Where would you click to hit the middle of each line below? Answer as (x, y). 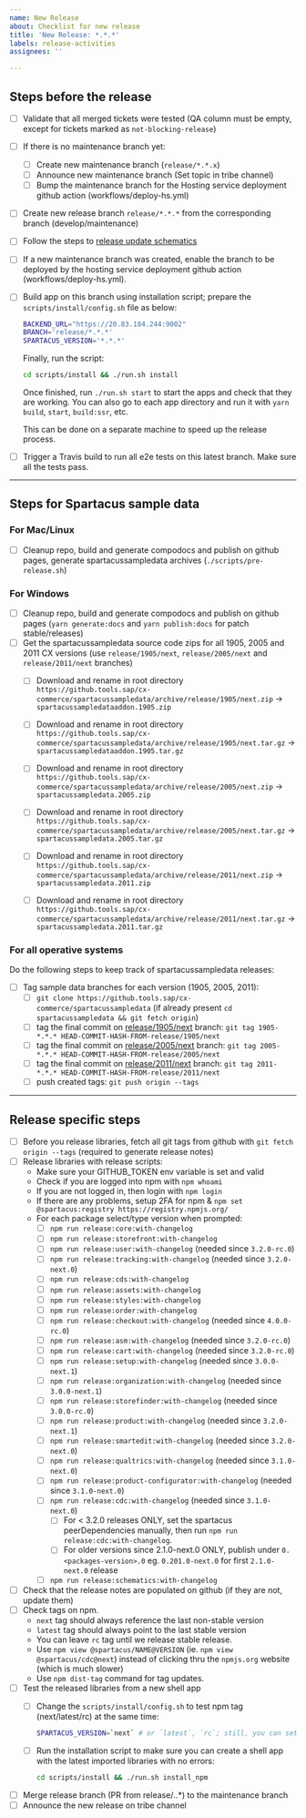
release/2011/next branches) (78, 663)
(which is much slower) (80, 1669)
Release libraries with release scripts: (93, 1161)
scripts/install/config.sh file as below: (100, 307)
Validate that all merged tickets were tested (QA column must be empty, (157, 118)
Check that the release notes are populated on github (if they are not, (152, 1589)
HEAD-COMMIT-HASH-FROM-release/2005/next (140, 1055)
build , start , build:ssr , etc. (76, 412)
